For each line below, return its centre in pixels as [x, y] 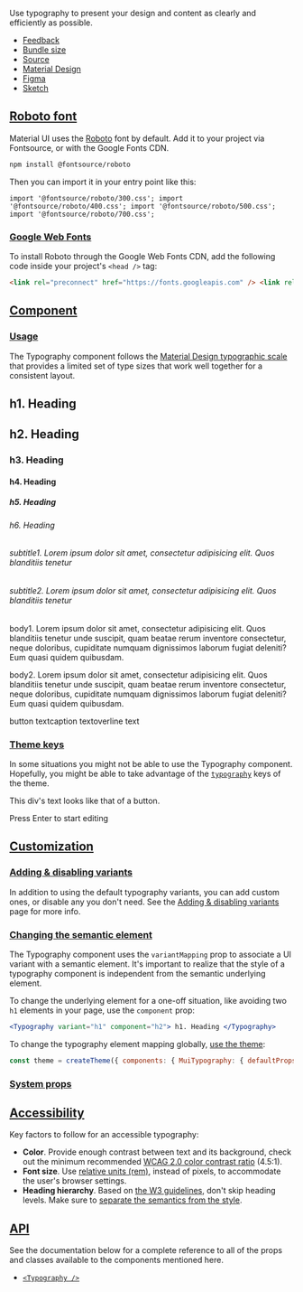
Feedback [41, 40]
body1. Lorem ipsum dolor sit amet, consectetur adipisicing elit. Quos [138, 628]
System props [41, 1083]
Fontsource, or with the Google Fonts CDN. [89, 147]
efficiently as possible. [51, 23]
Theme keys [37, 744]
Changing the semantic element [81, 934]
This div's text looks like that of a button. [85, 800]
